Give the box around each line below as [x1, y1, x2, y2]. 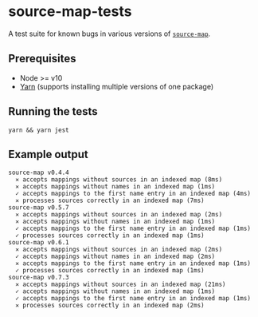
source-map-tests [8, 2, 132, 21]
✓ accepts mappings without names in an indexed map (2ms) [15, 252, 216, 261]
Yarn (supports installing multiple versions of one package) [19, 81, 214, 91]
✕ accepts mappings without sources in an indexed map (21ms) [15, 280, 226, 289]
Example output [8, 147, 89, 161]
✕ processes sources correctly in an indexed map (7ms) [15, 196, 205, 205]
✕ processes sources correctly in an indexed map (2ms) [15, 302, 205, 310]
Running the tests [8, 105, 98, 118]
